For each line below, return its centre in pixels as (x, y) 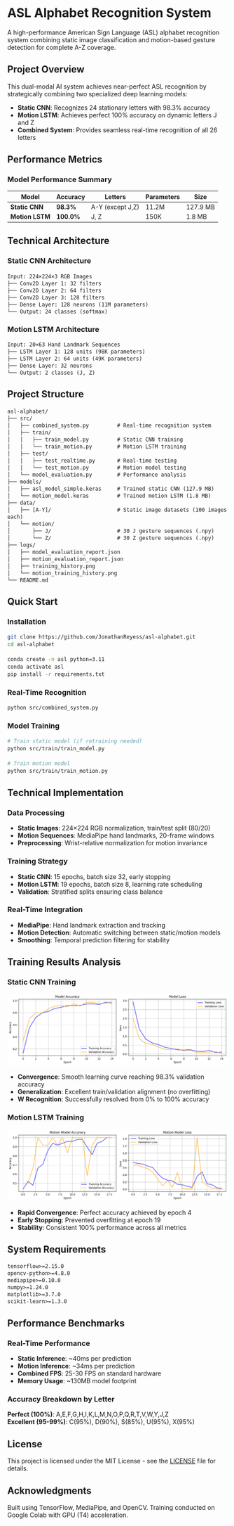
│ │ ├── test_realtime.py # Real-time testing (92, 461)
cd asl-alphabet (31, 645)
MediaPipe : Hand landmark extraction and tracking (91, 925)
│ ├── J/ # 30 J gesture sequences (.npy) (111, 531)
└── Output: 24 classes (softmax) (58, 312)
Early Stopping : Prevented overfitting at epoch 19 (89, 1220)
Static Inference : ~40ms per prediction (74, 1359)
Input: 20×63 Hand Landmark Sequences (64, 345)
